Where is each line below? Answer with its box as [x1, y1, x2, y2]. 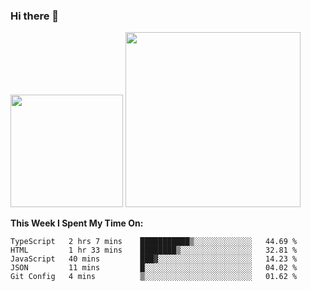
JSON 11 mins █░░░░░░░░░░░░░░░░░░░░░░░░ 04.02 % [10, 263, 298, 273]
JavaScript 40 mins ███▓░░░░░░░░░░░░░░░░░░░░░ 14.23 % [10, 254, 298, 264]
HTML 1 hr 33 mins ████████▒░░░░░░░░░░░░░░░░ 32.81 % [10, 245, 298, 256]
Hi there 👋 [10, 9, 60, 23]
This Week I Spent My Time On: [10, 217, 144, 229]
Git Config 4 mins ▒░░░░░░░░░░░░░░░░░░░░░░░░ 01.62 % [10, 272, 298, 282]
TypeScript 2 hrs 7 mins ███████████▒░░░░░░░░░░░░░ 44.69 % [10, 237, 298, 247]
